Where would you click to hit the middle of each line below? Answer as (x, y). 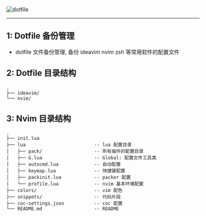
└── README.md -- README (63, 209)
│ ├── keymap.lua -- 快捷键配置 (66, 171)
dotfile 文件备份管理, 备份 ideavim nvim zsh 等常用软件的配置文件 (97, 51)
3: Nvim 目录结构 (39, 119)
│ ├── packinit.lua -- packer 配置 (69, 178)
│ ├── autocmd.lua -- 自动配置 (64, 165)
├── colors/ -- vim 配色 (64, 191)
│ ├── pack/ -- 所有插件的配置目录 (75, 151)
